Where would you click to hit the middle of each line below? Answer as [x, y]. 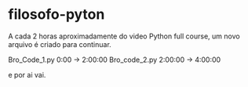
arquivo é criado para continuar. [60, 44]
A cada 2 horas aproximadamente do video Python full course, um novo [124, 36]
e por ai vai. [27, 74]
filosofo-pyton [57, 14]
